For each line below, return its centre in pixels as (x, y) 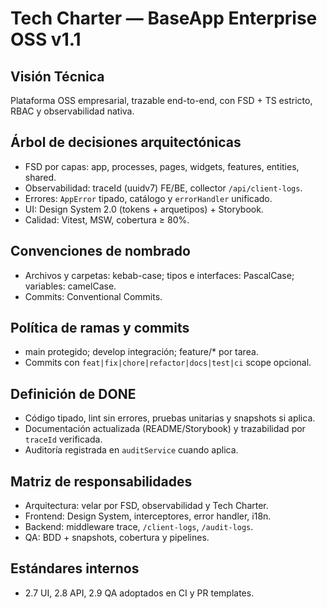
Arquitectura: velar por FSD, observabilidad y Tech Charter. (146, 506)
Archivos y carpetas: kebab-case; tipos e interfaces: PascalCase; (159, 275)
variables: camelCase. (70, 286)
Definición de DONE (73, 393)
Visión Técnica (57, 76)
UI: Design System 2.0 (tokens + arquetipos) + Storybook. (144, 209)
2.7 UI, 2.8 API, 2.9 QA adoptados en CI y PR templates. (139, 593)
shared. (40, 177)
